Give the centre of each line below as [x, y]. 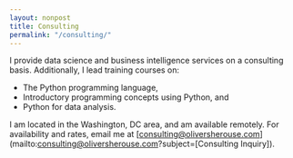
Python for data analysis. [69, 107]
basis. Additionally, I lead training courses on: [95, 70]
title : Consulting [44, 26]
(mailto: [24, 144]
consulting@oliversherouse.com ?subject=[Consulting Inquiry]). [157, 144]
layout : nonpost [40, 18]
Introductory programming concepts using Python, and [126, 97]
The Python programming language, [91, 88]
